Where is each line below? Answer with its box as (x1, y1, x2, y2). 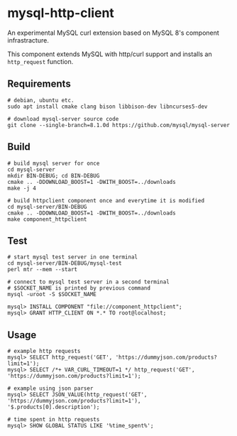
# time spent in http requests (7, 416, 100, 423)
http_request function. (7, 57, 74, 65)
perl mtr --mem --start (7, 266, 78, 273)
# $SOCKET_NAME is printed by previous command (7, 285, 151, 292)
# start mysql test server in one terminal (7, 254, 138, 261)
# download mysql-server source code (7, 115, 119, 122)
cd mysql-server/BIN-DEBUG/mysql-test (7, 260, 122, 267)
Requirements (7, 78, 71, 90)
